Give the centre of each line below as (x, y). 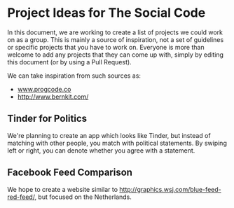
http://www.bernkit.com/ (53, 97)
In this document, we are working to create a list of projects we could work (115, 32)
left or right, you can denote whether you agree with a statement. (101, 150)
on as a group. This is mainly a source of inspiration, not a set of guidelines (116, 39)
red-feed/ (21, 197)
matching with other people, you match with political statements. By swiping (117, 143)
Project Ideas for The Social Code (106, 13)
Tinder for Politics (47, 119)
